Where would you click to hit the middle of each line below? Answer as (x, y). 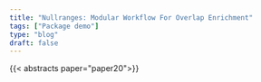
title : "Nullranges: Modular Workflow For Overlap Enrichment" (131, 18)
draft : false (34, 43)
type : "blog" (34, 34)
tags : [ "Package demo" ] (54, 26)
